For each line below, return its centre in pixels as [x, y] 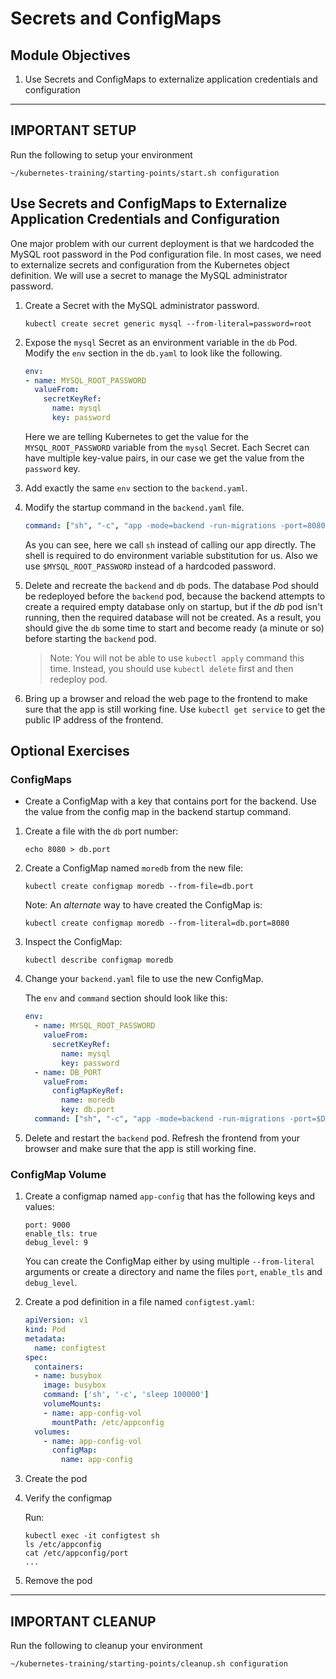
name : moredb [88, 1100]
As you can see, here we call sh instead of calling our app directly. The [170, 544]
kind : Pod [45, 1330]
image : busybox [75, 1385]
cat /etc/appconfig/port [76, 1553]
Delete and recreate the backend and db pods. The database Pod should [172, 585]
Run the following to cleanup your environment [106, 1646]
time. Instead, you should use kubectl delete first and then [171, 668]
